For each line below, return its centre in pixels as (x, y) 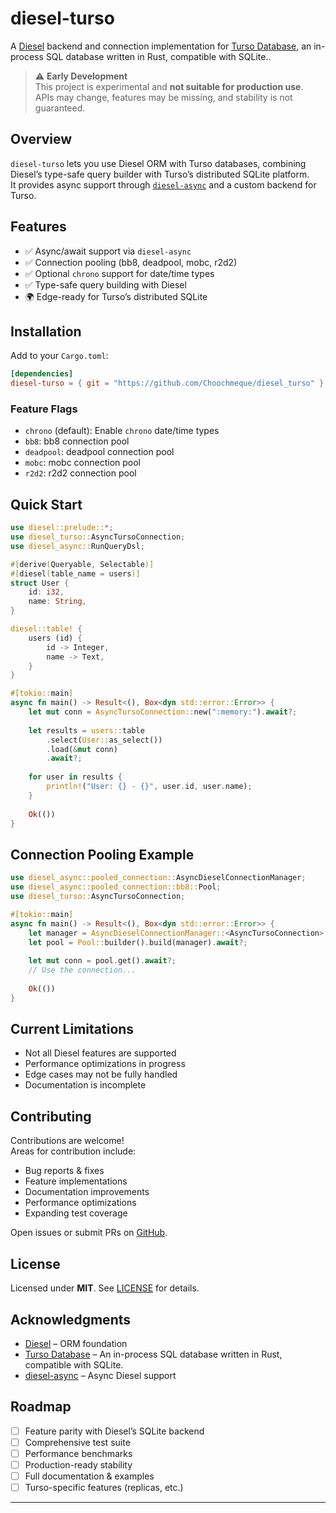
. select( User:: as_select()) (104, 740)
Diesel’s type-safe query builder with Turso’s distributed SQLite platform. (160, 174)
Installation (46, 331)
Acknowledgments (71, 1319)
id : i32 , (46, 592)
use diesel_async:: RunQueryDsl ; (77, 546)
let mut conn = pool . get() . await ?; (102, 961)
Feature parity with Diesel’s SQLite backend (114, 1431)
